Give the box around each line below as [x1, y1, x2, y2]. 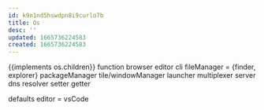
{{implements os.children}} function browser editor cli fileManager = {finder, [8, 62, 256, 71]
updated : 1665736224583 [8, 33, 87, 42]
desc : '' [8, 26, 37, 34]
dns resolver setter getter [8, 79, 91, 89]
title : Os [8, 19, 41, 27]
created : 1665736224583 [8, 41, 87, 49]
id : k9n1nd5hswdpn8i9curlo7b [8, 11, 104, 20]
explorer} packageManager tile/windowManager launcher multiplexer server [8, 71, 256, 80]
